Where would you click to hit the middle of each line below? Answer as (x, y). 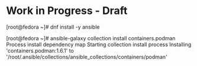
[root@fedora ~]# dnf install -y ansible (53, 27)
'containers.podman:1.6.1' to (40, 50)
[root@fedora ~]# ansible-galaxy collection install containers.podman (91, 38)
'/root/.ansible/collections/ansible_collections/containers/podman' (87, 57)
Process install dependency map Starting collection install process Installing (99, 44)
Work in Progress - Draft (67, 11)
